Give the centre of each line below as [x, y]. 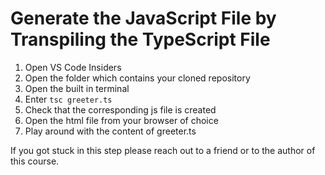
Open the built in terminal [77, 88]
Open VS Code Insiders [73, 67]
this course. [35, 161]
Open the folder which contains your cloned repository [137, 78]
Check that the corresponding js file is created [120, 109]
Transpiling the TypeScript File [140, 39]
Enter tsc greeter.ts [68, 99]
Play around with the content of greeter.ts [110, 131]
